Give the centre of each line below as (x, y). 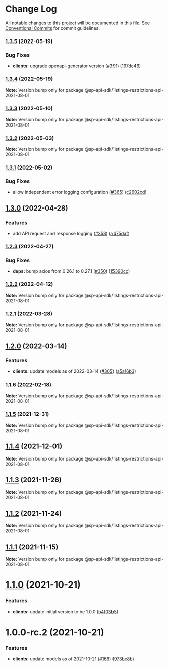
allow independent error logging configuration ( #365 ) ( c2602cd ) (80, 192)
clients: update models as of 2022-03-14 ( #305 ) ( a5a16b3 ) (74, 371)
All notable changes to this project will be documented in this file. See (78, 23)
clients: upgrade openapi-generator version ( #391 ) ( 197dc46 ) (77, 66)
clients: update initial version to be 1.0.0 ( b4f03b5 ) (65, 612)
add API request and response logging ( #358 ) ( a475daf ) (71, 233)
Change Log (31, 9)
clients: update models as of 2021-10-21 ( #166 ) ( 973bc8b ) (73, 659)
